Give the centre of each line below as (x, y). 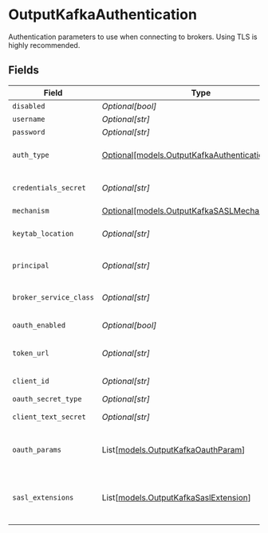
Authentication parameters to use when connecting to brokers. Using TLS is (133, 37)
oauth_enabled (39, 325)
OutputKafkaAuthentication (103, 15)
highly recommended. (44, 45)
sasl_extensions (43, 497)
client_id (31, 381)
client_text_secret (49, 417)
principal (31, 265)
